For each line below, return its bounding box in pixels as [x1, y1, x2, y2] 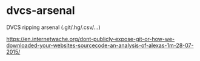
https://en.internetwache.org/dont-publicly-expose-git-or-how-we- [6, 35, 175, 42]
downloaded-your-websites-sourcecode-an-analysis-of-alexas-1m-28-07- [6, 42, 194, 49]
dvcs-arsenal [6, 4, 75, 18]
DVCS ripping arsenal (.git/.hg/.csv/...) [6, 24, 101, 31]
